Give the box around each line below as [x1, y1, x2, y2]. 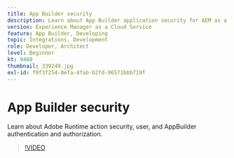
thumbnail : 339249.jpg [7, 62, 74, 70]
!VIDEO [24, 143, 46, 152]
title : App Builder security [7, 10, 92, 18]
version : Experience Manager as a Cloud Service [7, 23, 152, 30]
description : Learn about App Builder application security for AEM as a [7, 17, 228, 24]
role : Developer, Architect [7, 43, 90, 50]
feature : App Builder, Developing [7, 29, 109, 37]
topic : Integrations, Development [7, 37, 109, 44]
